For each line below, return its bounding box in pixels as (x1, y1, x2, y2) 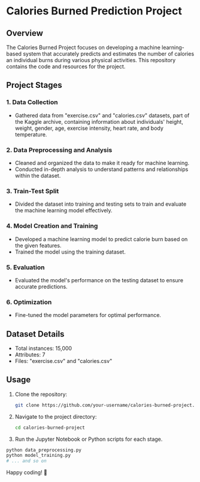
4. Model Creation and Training (6, 222, 98, 230)
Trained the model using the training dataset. (14, 248, 126, 255)
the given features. (14, 242, 62, 249)
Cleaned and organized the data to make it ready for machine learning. (14, 159, 190, 166)
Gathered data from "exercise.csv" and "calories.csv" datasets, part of (14, 112, 190, 119)
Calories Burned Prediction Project (6, 4, 183, 18)
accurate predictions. (14, 283, 68, 290)
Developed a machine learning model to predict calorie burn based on (14, 235, 188, 243)
